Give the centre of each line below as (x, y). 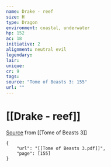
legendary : (19, 55)
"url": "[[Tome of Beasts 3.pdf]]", (61, 148)
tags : (13, 76)
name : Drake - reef (30, 11)
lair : (13, 60)
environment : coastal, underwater (48, 28)
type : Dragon (22, 22)
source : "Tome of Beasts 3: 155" (47, 82)
